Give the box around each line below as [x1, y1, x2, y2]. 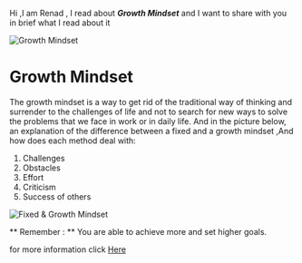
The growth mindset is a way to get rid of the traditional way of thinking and [9, 96, 293, 107]
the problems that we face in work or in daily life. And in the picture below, [9, 115, 287, 126]
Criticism [22, 181, 56, 192]
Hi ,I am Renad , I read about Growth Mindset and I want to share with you [9, 8, 287, 18]
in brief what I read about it [9, 17, 111, 28]
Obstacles [22, 162, 61, 173]
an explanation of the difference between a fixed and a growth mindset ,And [9, 125, 294, 136]
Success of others [22, 190, 92, 202]
